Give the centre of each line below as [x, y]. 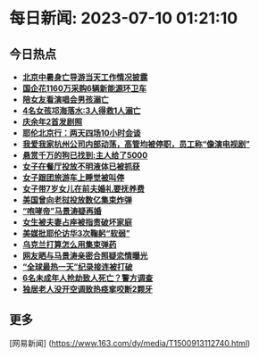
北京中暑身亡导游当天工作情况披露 [85, 77]
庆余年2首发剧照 [52, 122]
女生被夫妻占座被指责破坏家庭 [77, 222]
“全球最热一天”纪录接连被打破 [77, 267]
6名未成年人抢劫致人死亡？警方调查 [88, 278]
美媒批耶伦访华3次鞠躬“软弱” [76, 233]
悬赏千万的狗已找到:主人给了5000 [85, 155]
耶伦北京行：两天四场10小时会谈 [81, 133]
